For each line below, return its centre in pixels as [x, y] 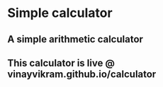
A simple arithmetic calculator [75, 39]
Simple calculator [60, 13]
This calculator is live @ [61, 63]
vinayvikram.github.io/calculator [82, 74]
